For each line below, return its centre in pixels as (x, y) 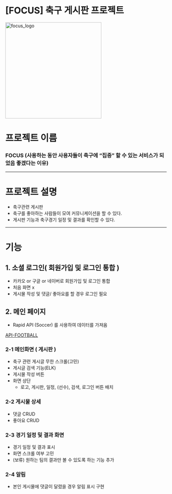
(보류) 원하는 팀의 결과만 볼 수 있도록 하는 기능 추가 (63, 460)
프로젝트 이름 (31, 138)
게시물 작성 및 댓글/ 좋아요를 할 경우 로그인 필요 (60, 294)
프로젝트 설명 (31, 192)
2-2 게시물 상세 (23, 402)
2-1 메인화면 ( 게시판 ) (31, 349)
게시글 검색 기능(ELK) (34, 368)
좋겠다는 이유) (32, 163)
